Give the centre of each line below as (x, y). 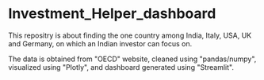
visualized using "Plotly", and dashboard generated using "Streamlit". (121, 67)
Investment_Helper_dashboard (112, 14)
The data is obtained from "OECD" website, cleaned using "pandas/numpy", (132, 59)
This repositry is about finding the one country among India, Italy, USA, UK (130, 35)
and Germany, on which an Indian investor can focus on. (100, 43)
